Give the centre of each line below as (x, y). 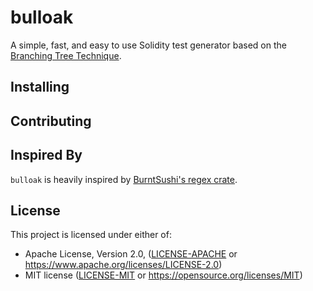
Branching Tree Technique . (66, 55)
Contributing (51, 121)
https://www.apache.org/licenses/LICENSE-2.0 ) (123, 265)
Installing (40, 87)
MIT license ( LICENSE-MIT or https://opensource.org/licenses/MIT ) (163, 275)
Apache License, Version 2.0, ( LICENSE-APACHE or (131, 254)
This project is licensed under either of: (91, 235)
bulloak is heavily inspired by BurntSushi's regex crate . (124, 179)
